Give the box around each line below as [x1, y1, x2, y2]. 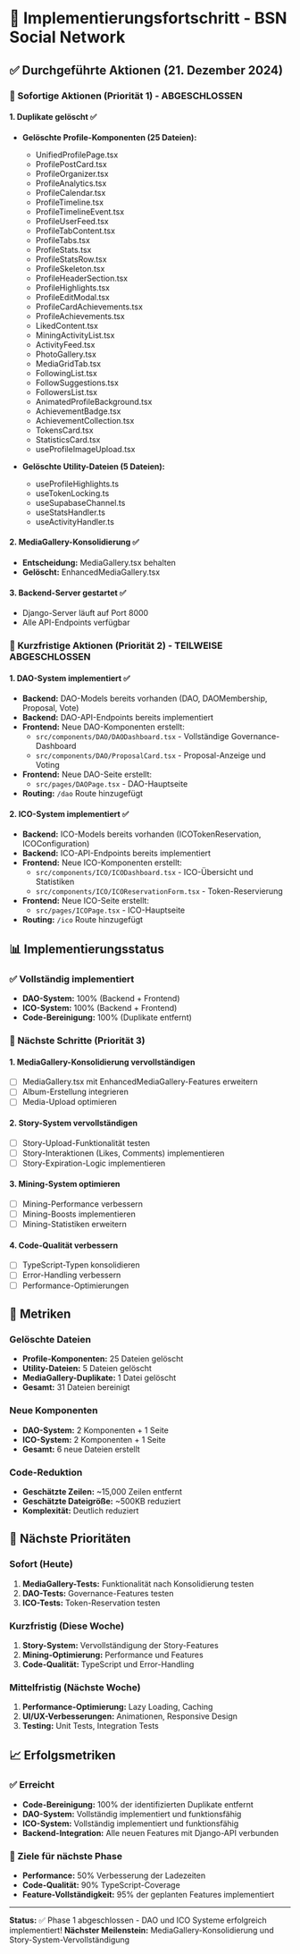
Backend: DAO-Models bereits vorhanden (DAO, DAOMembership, [21, 693, 268, 704]
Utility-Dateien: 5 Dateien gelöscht [21, 1363, 152, 1374]
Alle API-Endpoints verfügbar [21, 617, 130, 628]
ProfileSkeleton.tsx [35, 263, 105, 274]
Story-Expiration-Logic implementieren [21, 1158, 166, 1168]
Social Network [9, 27, 126, 47]
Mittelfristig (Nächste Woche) [9, 1680, 141, 1693]
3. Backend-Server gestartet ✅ [9, 587, 127, 598]
